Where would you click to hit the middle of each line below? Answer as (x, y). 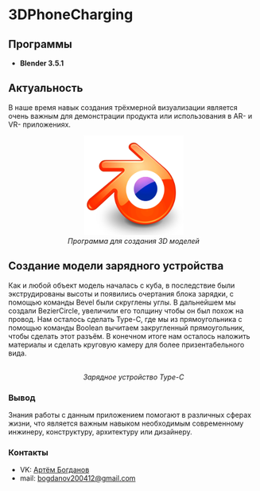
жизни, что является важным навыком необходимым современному (126, 423)
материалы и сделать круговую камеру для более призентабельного (126, 344)
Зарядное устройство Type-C (134, 377)
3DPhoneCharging (71, 15)
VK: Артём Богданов (54, 470)
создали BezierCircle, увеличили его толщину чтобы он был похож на (126, 310)
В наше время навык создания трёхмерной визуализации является (123, 107)
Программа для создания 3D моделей (134, 241)
